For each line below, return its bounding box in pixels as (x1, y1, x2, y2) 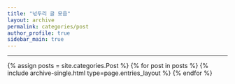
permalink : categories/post (7, 23, 90, 30)
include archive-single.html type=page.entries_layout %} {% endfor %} (7, 69, 213, 77)
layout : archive (7, 17, 55, 24)
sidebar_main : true (7, 36, 64, 43)
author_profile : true (7, 29, 71, 37)
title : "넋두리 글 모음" (7, 10, 71, 17)
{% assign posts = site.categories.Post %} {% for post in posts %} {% (7, 62, 209, 70)
